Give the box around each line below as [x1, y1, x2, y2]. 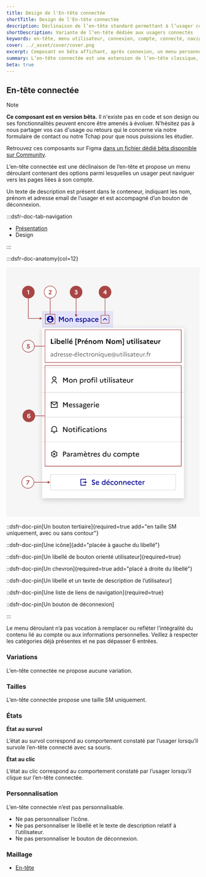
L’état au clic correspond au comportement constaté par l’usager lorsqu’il [6, 767, 192, 775]
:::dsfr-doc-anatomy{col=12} [6, 255, 78, 262]
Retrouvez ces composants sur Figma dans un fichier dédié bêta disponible [6, 145, 197, 152]
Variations [6, 653, 38, 662]
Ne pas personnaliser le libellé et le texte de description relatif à [15, 822, 177, 829]
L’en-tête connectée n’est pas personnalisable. [6, 803, 124, 811]
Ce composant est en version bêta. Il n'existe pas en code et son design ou [6, 113, 199, 121]
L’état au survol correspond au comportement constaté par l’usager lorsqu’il [6, 737, 198, 745]
